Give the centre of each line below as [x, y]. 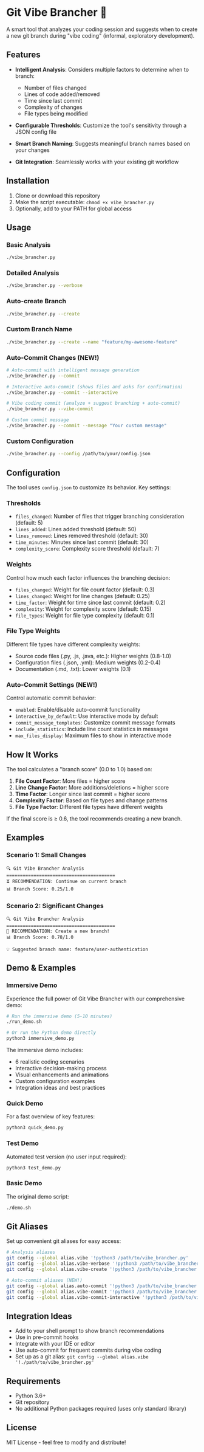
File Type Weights [33, 631]
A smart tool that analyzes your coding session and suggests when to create [102, 29]
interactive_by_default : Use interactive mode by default [87, 716]
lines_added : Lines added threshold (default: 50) [76, 529]
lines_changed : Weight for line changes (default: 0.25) [83, 596]
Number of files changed [55, 88]
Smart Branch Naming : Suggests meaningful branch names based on [102, 143]
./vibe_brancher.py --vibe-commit [50, 409]
